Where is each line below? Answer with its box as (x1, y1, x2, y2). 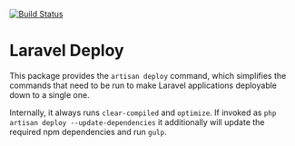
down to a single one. (9, 89, 90, 100)
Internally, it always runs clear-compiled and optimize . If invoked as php (9, 107, 277, 118)
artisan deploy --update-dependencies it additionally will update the (9, 116, 265, 127)
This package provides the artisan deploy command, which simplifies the (9, 70, 287, 81)
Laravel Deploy (9, 41, 124, 61)
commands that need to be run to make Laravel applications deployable (9, 80, 278, 91)
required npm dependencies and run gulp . (9, 126, 167, 137)
